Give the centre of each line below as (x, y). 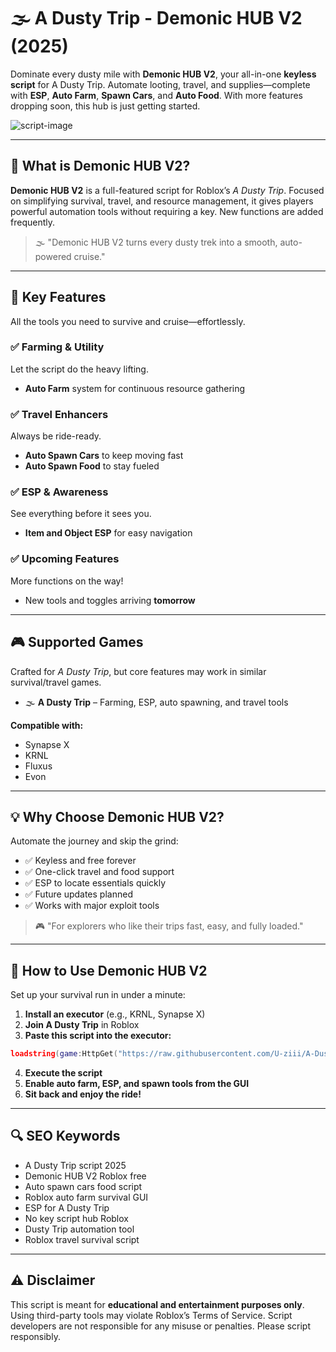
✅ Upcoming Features (65, 559)
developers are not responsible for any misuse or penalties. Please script (160, 1326)
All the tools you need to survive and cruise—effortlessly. (128, 321)
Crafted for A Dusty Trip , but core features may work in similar (138, 671)
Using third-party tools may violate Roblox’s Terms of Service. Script (151, 1315)
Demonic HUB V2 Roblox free (85, 1176)
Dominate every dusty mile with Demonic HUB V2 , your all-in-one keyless (163, 74)
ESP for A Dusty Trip (67, 1207)
